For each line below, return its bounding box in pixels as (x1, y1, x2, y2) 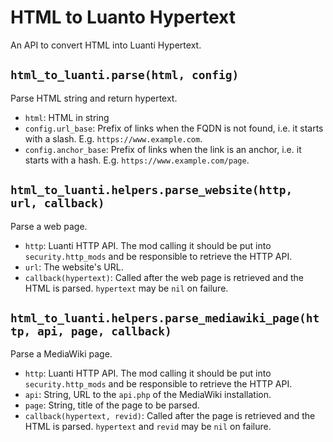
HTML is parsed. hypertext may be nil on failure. (24, 282, 229, 294)
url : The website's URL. (24, 261, 124, 273)
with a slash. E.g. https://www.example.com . (24, 132, 203, 145)
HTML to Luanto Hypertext (10, 6, 237, 29)
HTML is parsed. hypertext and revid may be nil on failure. (24, 421, 272, 433)
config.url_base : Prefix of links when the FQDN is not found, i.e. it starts (24, 122, 324, 134)
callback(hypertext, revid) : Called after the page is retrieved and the (24, 410, 316, 422)
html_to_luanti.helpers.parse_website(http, (10, 183, 293, 198)
